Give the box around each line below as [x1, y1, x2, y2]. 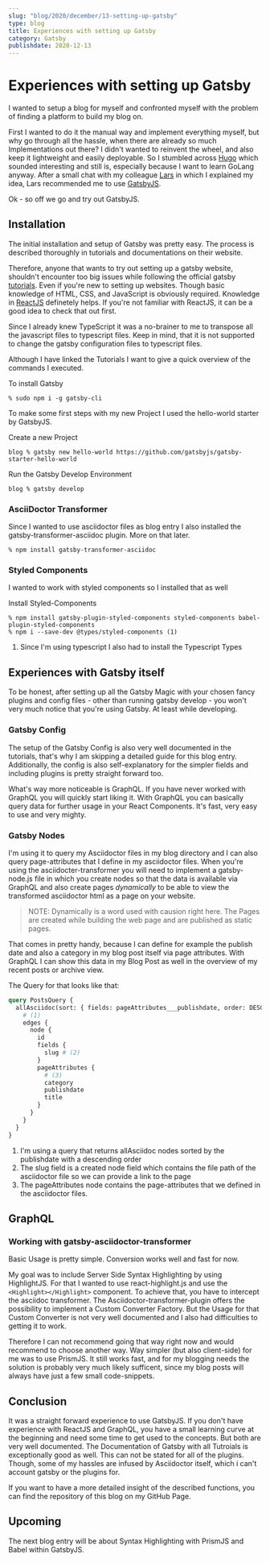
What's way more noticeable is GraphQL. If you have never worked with [8, 783, 247, 794]
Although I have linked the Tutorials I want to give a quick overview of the [8, 354, 251, 363]
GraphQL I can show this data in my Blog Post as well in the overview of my [8, 956, 258, 966]
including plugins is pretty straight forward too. [8, 768, 164, 778]
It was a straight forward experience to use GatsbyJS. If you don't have [8, 1416, 243, 1425]
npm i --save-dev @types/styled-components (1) [15, 628, 178, 637]
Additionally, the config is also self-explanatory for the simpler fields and [8, 759, 249, 770]
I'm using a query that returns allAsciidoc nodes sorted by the [19, 1145, 225, 1155]
